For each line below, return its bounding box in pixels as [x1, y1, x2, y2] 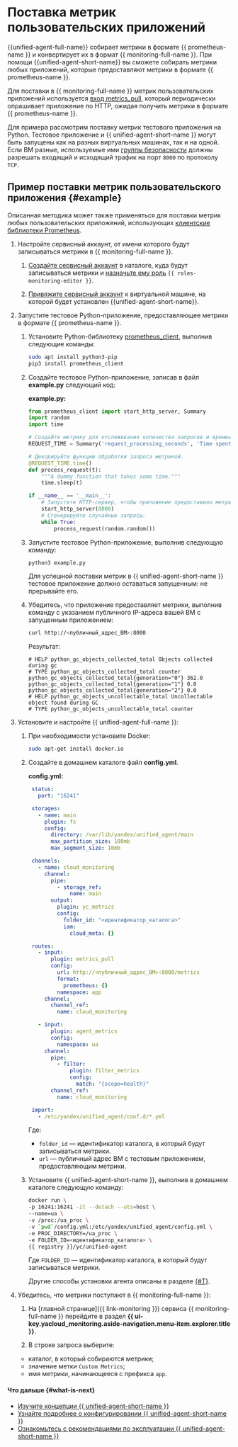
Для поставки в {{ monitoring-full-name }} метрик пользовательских [7, 86, 214, 95]
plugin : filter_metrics [69, 1067, 140, 1074]
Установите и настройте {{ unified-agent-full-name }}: [17, 718, 179, 727]
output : [50, 897, 73, 904]
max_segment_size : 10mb [50, 844, 121, 852]
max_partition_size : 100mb [50, 838, 130, 845]
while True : [41, 518, 76, 526]
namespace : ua [57, 1040, 99, 1048]
